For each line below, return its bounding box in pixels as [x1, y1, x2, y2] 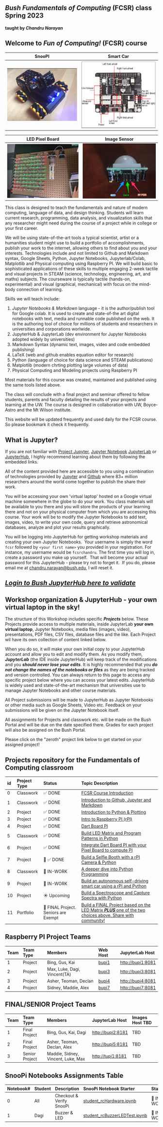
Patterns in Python [81, 835, 118, 841]
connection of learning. [16, 287, 63, 293]
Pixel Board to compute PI [81, 847, 133, 853]
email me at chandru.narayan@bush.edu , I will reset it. [5, 565, 114, 571]
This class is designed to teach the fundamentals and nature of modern [5, 204, 148, 211]
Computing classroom [5, 763, 74, 772]
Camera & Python [81, 859, 116, 865]
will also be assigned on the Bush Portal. [5, 727, 86, 733]
